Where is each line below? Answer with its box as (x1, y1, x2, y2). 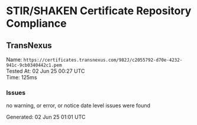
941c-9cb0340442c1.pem (6, 62, 62, 68)
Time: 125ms (6, 74, 37, 81)
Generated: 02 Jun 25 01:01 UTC (6, 114, 86, 121)
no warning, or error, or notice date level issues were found (6, 102, 151, 109)
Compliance (6, 17, 67, 30)
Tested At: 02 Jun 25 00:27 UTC (6, 68, 85, 75)
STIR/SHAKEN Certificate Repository (6, 4, 192, 18)
